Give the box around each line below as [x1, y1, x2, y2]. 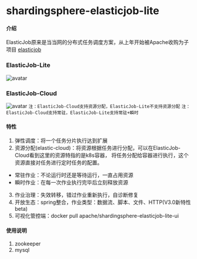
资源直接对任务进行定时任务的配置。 [14, 159, 103, 166]
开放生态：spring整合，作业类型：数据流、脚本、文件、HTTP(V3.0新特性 [14, 199, 191, 206]
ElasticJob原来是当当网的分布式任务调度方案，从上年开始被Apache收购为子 [6, 39, 189, 46]
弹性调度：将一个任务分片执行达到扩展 [14, 137, 108, 144]
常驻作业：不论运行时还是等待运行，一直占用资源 [14, 171, 133, 179]
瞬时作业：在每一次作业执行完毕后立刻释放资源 [14, 179, 128, 186]
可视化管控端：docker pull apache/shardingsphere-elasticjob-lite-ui [14, 213, 179, 220]
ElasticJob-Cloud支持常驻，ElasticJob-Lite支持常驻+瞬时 [6, 110, 139, 116]
